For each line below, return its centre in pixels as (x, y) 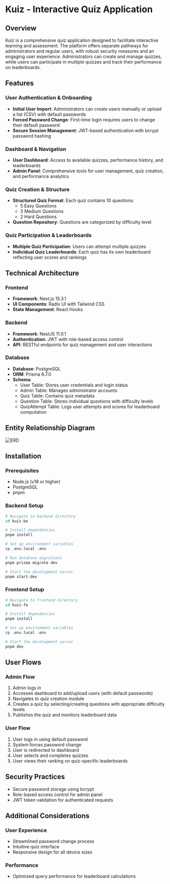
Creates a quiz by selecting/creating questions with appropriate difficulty (89, 704)
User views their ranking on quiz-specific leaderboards (70, 760)
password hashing (32, 136)
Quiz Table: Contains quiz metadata (57, 395)
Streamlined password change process (53, 841)
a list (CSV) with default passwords (49, 114)
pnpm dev (14, 647)
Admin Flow (20, 677)
